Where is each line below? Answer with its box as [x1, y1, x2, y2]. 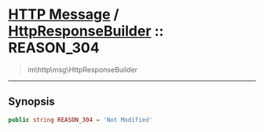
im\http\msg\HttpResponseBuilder [27, 64, 138, 74]
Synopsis [8, 95, 55, 108]
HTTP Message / [8, 5, 119, 24]
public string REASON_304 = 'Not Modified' [8, 115, 153, 123]
